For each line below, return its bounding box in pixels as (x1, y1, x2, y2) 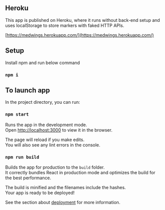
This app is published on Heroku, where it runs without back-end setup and (5, 17, 161, 23)
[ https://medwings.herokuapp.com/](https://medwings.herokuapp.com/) (5, 32, 154, 38)
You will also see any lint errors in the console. (5, 141, 101, 148)
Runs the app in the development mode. (5, 122, 87, 128)
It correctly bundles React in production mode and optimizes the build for (5, 169, 156, 175)
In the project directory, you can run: (5, 99, 80, 105)
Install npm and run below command (5, 60, 80, 66)
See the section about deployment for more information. (5, 199, 121, 205)
